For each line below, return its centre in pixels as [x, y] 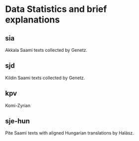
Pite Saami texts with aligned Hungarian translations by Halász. [69, 133]
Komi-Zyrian [18, 105]
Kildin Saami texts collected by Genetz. [45, 78]
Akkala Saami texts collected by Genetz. [46, 50]
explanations [33, 20]
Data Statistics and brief [56, 9]
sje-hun [18, 121]
